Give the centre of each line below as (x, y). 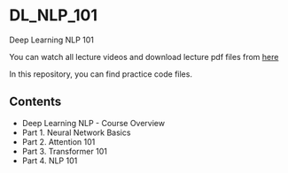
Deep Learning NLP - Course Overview (93, 123)
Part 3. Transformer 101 (65, 151)
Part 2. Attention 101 (58, 141)
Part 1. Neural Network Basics (76, 132)
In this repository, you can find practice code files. (101, 74)
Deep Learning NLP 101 (52, 40)
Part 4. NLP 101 (50, 161)
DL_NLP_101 (53, 15)
